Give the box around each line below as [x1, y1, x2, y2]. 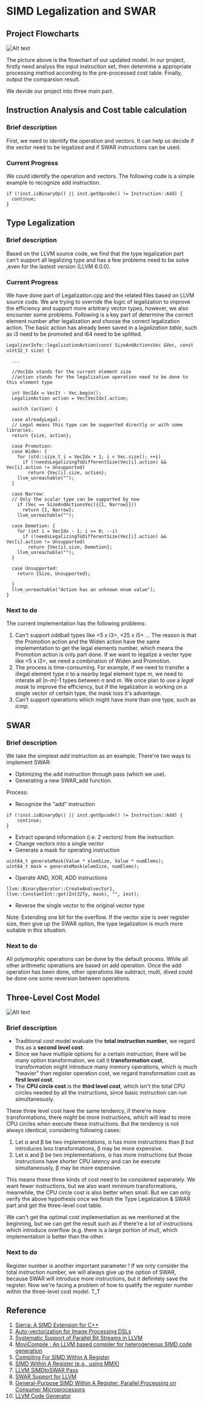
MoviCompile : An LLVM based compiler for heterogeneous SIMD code [15, 1341, 192, 1348]
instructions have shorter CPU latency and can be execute [15, 1158, 161, 1165]
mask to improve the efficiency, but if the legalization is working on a [15, 683, 187, 691]
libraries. [6, 427, 34, 433]
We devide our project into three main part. [6, 87, 114, 95]
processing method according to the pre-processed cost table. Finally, [6, 69, 182, 77]
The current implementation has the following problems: [6, 620, 147, 627]
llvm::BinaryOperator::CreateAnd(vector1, [6, 886, 115, 892]
